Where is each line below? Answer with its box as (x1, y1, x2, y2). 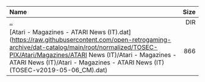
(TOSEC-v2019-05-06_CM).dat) (9, 66, 108, 74)
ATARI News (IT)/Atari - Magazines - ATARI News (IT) (9, 58, 165, 66)
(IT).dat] (107, 28, 131, 36)
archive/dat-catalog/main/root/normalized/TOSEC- (9, 43, 158, 51)
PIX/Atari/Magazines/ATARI (9, 51, 87, 59)
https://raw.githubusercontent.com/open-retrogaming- (12, 36, 171, 44)
